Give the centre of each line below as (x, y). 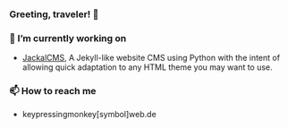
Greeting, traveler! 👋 (54, 14)
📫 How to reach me (53, 91)
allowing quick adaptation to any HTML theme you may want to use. (147, 67)
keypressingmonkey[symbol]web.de (89, 114)
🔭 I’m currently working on (68, 38)
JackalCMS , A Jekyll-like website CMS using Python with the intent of (151, 58)
